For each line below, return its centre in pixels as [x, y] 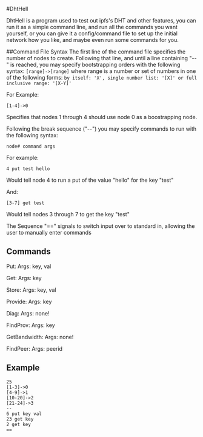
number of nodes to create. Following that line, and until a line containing [97, 58]
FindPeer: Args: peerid [34, 348]
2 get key [19, 424]
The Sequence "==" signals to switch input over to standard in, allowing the [101, 226]
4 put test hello [28, 169]
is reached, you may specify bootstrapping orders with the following [95, 64]
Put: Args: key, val [29, 266]
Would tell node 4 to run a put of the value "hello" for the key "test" [90, 180]
